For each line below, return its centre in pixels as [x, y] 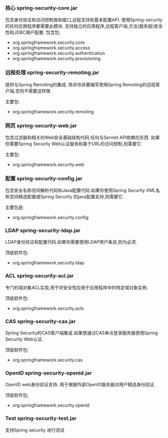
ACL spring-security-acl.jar [40, 276]
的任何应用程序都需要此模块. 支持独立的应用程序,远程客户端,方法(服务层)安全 [84, 26]
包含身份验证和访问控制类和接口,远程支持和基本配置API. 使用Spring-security [84, 20]
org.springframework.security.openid [51, 405]
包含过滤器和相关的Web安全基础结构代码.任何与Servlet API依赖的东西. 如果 [82, 137]
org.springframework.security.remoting [53, 111]
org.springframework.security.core [49, 43]
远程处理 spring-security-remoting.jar [52, 72]
